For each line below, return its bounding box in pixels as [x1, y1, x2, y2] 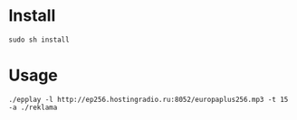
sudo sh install [8, 35, 70, 44]
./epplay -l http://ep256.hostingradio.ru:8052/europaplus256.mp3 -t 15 [8, 95, 289, 104]
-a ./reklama [8, 103, 58, 112]
